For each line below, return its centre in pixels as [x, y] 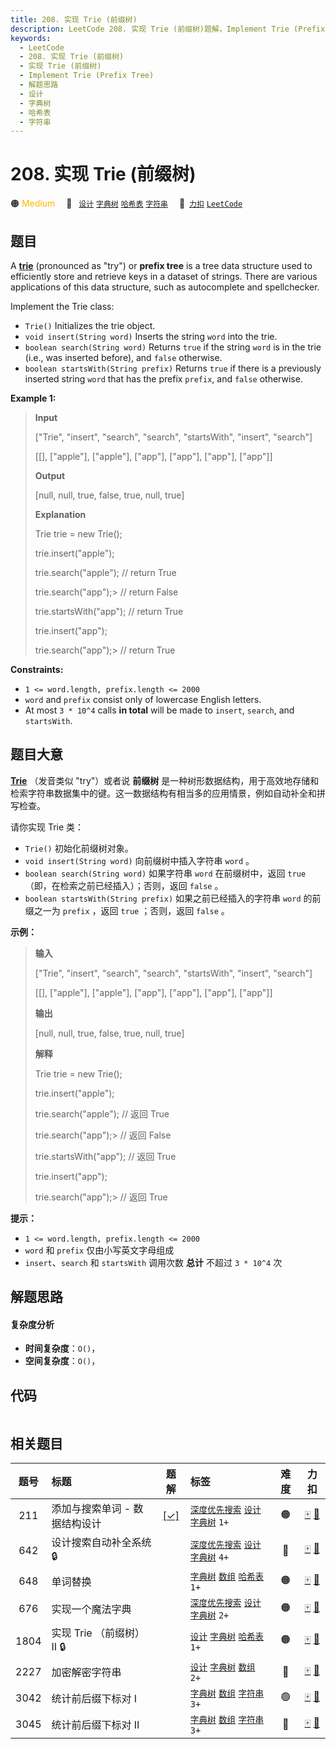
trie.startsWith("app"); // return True [109, 611]
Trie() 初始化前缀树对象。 [79, 848]
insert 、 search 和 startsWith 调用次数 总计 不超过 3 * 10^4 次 [153, 1262]
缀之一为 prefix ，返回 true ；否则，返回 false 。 [127, 910]
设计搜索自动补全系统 [101, 1543]
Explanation [60, 514]
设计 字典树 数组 [222, 1667]
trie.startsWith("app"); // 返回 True [105, 1156]
